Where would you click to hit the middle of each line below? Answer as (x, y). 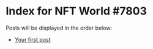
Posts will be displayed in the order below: (59, 28)
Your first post (32, 39)
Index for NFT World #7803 (76, 11)
